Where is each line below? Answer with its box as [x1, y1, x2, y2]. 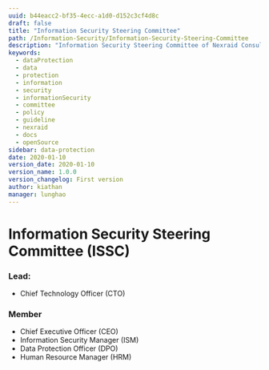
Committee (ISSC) [8, 242, 130, 260]
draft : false [8, 19, 52, 27]
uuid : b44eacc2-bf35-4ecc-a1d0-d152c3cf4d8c [8, 11, 159, 20]
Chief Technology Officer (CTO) [19, 289, 126, 299]
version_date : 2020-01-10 [8, 161, 94, 169]
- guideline [15, 116, 56, 124]
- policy [15, 109, 45, 117]
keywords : [8, 49, 42, 57]
